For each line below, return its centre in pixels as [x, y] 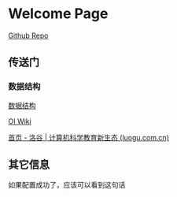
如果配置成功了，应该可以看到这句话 [67, 185]
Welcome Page [58, 14]
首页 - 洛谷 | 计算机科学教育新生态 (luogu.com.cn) [88, 137]
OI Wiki [20, 121]
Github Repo [28, 35]
